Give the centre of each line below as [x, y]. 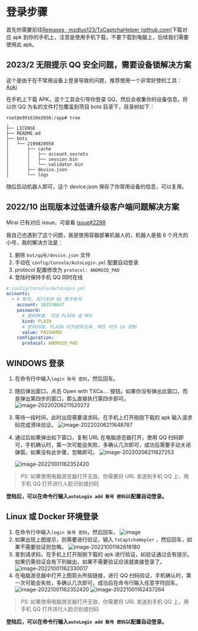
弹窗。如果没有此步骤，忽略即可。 [56, 452]
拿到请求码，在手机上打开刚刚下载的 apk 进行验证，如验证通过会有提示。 [103, 554]
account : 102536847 [41, 305]
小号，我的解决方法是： [35, 242]
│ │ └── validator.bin [45, 164]
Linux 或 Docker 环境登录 [52, 516]
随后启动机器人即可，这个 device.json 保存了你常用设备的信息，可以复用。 [97, 186]
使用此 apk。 [22, 44]
